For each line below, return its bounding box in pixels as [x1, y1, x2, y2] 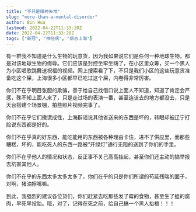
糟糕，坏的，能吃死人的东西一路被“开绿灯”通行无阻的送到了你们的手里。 [6, 141, 180, 148]
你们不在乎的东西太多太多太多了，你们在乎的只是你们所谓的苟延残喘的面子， [6, 173, 190, 180]
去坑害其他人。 [6, 161, 42, 167]
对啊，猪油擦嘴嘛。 [6, 180, 52, 187]
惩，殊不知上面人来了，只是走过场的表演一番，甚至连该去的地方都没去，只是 [6, 94, 190, 101]
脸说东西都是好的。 [6, 121, 52, 128]
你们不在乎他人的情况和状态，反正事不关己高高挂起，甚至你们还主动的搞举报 [6, 153, 190, 160]
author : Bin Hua [6, 19, 45, 25]
